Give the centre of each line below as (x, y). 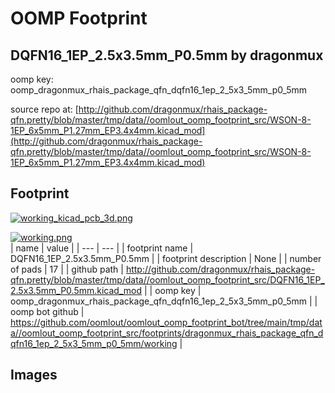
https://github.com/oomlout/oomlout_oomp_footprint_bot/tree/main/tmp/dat (166, 322)
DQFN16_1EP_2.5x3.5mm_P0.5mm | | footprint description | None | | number (166, 258)
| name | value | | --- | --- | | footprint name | (102, 248)
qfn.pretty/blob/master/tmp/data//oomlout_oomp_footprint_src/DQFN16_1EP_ (167, 279)
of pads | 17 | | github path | (67, 269)
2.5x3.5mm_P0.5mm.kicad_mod (76, 290)
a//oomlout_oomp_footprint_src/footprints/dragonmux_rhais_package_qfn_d (167, 333)
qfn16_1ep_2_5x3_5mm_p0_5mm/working (94, 343)
